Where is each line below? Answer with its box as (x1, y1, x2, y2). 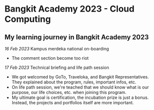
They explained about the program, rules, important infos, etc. (11, 79, 136, 85)
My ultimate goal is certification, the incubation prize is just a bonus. (11, 94, 149, 100)
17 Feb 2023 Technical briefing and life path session (4, 64, 109, 70)
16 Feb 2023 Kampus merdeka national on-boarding (4, 46, 109, 51)
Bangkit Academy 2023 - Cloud (4, 3, 135, 15)
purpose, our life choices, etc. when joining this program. (11, 90, 127, 95)
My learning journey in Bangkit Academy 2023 (4, 33, 149, 41)
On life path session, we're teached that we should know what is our (11, 84, 149, 90)
